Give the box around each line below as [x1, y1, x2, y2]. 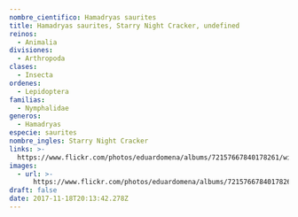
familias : [9, 95, 46, 105]
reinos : [9, 29, 38, 38]
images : [9, 161, 38, 170]
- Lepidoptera [17, 87, 69, 96]
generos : [9, 112, 42, 120]
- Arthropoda [17, 54, 66, 63]
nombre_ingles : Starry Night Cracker [9, 136, 149, 145]
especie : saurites [9, 128, 77, 137]
